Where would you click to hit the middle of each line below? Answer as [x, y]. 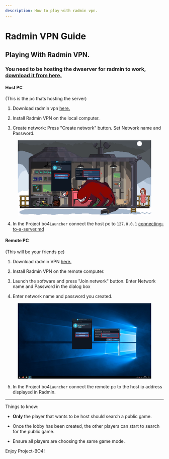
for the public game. [33, 431]
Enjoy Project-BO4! [25, 451]
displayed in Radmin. [34, 392]
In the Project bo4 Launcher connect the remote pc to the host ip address [87, 386]
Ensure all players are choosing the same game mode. [69, 441]
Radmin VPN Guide [46, 36]
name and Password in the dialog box [51, 286]
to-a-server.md [28, 229]
